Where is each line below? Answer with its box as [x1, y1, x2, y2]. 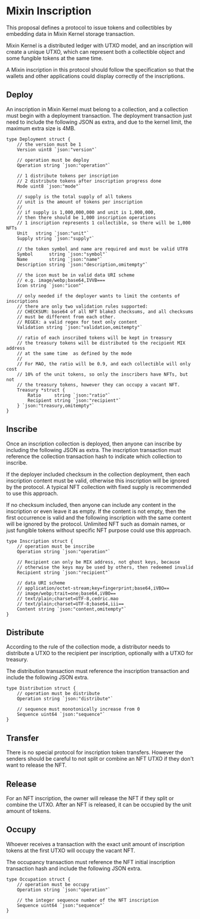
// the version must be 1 [17, 142, 82, 147]
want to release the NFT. [6, 761, 67, 769]
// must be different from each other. [17, 313, 116, 320]
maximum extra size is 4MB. [6, 124, 76, 132]
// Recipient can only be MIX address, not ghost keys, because [17, 559, 180, 565]
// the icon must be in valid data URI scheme [17, 272, 135, 278]
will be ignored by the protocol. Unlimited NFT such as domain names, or [6, 520, 186, 527]
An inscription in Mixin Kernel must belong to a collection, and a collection [6, 106, 188, 113]
